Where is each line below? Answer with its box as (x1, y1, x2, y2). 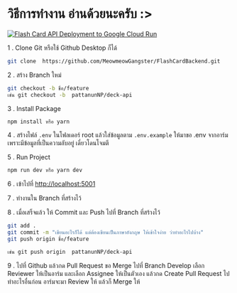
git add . (7, 223, 37, 230)
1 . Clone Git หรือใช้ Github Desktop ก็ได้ (7, 43, 117, 52)
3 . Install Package (7, 104, 62, 112)
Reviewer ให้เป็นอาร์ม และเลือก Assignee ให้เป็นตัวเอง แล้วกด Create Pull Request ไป (7, 269, 230, 277)
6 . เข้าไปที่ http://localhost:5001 (7, 180, 96, 188)
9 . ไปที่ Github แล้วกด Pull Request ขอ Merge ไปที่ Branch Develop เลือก (7, 261, 205, 270)
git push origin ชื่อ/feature (7, 235, 89, 243)
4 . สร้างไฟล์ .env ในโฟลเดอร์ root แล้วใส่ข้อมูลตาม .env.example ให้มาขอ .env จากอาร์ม (7, 131, 228, 139)
